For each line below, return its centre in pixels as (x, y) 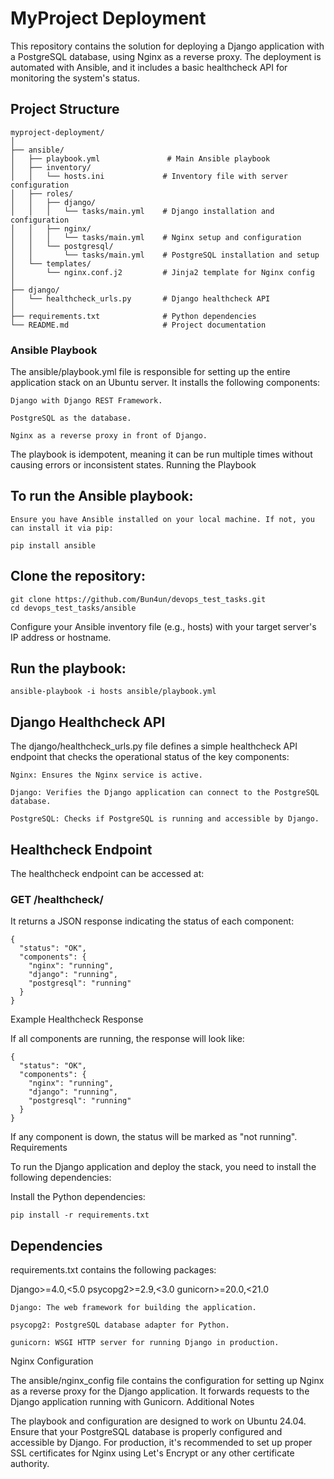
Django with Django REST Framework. (86, 401)
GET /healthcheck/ (57, 900)
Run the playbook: (68, 668)
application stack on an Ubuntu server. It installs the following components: (165, 383)
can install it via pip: (62, 528)
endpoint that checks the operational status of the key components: (150, 757)
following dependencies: (61, 1178)
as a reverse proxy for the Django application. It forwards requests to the (160, 1391)
